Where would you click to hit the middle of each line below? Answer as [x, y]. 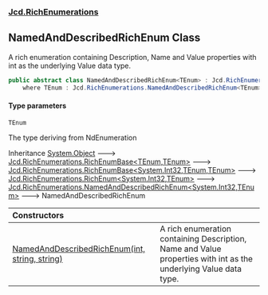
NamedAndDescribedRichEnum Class [104, 38]
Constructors [38, 215]
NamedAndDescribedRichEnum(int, [79, 249]
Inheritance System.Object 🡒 [62, 153]
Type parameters [37, 106]
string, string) [37, 258]
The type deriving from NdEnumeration [73, 138]
